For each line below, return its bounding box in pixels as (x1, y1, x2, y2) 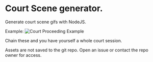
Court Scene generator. (5, 3, 103, 14)
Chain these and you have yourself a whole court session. (5, 37, 123, 44)
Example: (5, 28, 24, 34)
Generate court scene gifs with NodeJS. (5, 19, 86, 25)
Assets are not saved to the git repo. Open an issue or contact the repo (5, 47, 149, 53)
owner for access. (5, 52, 42, 58)
